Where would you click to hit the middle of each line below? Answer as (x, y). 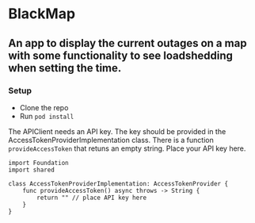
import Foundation (38, 163)
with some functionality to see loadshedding (121, 55)
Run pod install (47, 116)
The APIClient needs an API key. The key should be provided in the (117, 131)
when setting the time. (65, 68)
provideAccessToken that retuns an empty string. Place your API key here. (127, 148)
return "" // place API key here (92, 198)
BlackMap (42, 14)
